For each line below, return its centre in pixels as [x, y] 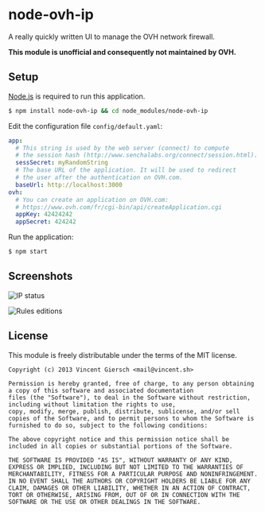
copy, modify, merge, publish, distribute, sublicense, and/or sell [124, 411]
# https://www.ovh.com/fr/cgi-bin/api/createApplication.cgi [119, 207]
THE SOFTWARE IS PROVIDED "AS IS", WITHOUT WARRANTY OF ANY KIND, [121, 460]
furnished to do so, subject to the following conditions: [108, 425]
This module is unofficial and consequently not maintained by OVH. [122, 52]
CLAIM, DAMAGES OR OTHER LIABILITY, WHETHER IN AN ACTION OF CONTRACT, [129, 488]
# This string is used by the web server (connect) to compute [122, 148]
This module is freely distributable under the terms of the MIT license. [123, 355]
